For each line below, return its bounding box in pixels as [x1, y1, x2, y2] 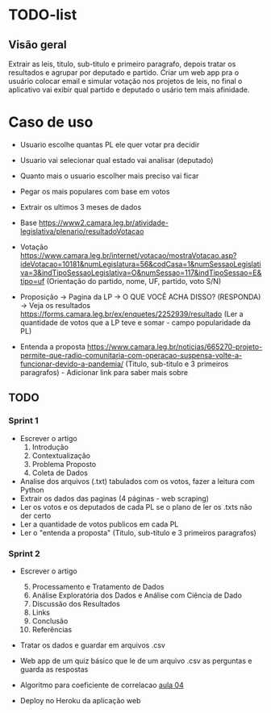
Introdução [31, 442, 69, 452]
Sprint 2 [8, 548, 40, 559]
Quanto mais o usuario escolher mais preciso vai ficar [19, 171, 199, 181]
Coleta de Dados [31, 468, 89, 477]
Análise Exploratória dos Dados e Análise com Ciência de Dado [31, 590, 242, 600]
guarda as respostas [19, 664, 89, 674]
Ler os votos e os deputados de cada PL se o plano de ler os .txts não [19, 502, 252, 511]
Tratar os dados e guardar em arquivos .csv [19, 640, 165, 650]
